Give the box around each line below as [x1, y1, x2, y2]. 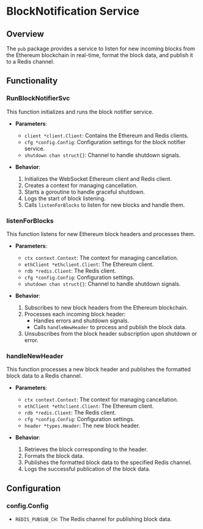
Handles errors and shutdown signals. [33, 317, 130, 324]
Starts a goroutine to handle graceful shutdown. [24, 188, 145, 196]
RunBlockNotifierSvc [6, 94, 70, 102]
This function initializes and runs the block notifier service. [6, 108, 154, 115]
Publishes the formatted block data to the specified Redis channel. [24, 459, 192, 466]
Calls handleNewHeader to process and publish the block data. [33, 323, 186, 330]
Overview [6, 29, 45, 39]
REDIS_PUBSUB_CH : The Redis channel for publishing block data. [15, 515, 172, 522]
